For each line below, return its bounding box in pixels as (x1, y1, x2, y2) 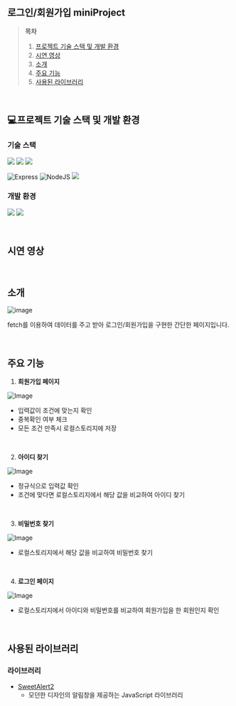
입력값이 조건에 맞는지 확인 (17, 406, 92, 415)
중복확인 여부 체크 (17, 415, 68, 424)
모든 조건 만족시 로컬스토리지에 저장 (17, 424, 117, 433)
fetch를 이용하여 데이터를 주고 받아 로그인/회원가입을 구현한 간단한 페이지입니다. (7, 320, 230, 329)
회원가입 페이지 (17, 377, 60, 386)
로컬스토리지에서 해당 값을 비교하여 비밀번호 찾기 (17, 548, 153, 557)
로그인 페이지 (17, 577, 55, 586)
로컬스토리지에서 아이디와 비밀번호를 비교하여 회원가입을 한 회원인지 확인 (17, 606, 220, 614)
